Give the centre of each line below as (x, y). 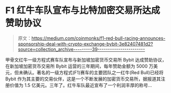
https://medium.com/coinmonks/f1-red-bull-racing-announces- (98, 38)
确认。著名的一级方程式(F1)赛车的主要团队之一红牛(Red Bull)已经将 (93, 72)
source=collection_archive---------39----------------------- (81, 49)
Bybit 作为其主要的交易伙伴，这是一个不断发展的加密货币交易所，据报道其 (83, 79)
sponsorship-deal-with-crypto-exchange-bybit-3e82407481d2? (85, 44)
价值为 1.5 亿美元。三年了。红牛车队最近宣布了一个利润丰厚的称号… (81, 85)
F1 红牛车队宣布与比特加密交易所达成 (83, 10)
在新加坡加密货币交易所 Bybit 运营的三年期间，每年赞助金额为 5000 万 (79, 66)
